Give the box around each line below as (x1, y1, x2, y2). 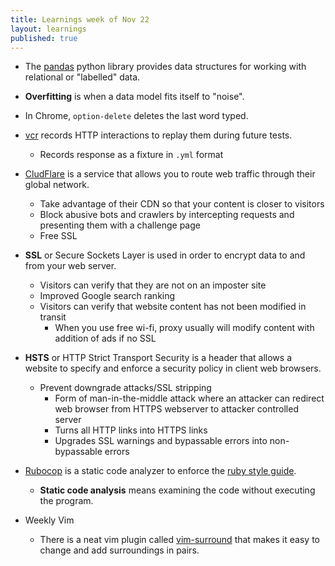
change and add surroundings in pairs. (39, 544, 200, 556)
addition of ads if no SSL (54, 332, 157, 345)
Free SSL (39, 230, 78, 242)
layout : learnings (10, 24, 87, 34)
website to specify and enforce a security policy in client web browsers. (24, 362, 322, 375)
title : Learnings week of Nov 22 (10, 14, 150, 25)
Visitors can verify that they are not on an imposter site (39, 279, 267, 291)
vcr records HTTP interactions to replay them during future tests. (24, 129, 293, 141)
